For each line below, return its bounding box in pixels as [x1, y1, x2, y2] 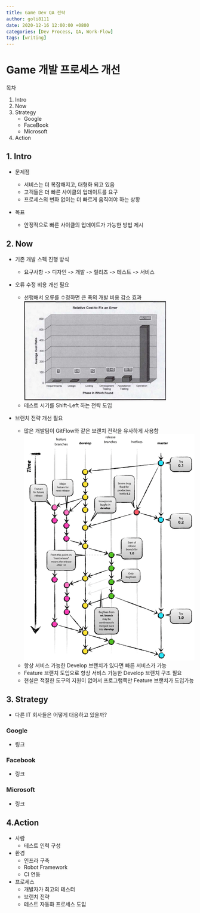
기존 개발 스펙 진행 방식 [14, 255, 70, 262]
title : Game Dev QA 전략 [6, 10, 66, 16]
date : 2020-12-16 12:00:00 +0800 [6, 22, 90, 28]
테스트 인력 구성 [23, 842, 61, 849]
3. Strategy [6, 694, 49, 705]
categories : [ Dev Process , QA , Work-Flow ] [6, 29, 113, 35]
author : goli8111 [6, 16, 50, 22]
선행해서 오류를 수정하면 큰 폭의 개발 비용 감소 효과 [23, 294, 142, 301]
